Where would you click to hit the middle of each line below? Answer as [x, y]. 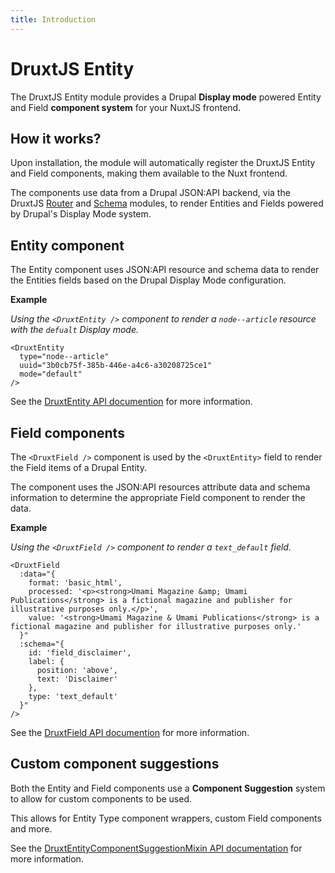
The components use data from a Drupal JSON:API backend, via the [150, 193]
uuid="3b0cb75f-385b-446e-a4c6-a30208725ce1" [116, 366]
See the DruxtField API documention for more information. [130, 732]
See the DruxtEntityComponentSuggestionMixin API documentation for [156, 848]
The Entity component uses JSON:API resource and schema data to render [165, 270]
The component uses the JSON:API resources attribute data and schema [160, 487]
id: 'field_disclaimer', [80, 653]
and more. [31, 828]
